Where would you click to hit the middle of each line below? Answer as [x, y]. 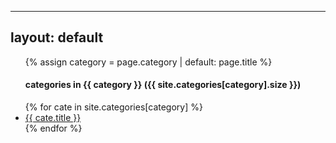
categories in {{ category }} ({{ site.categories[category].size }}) [163, 85]
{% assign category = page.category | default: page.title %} [148, 62]
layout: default [57, 37]
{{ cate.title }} [53, 118]
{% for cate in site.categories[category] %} [113, 107]
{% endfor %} [53, 128]
